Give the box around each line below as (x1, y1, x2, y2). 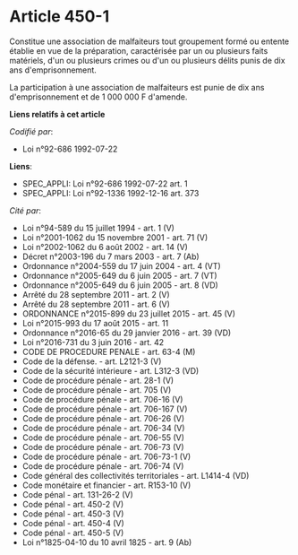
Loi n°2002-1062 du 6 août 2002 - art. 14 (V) (21, 241, 188, 252)
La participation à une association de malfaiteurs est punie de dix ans (9, 82, 265, 92)
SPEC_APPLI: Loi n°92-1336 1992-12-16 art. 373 (21, 187, 200, 198)
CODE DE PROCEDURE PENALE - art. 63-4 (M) (21, 346, 196, 357)
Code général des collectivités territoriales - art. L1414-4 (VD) (21, 470, 250, 481)
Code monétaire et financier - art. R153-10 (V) (21, 480, 192, 490)
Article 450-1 (9, 6, 110, 27)
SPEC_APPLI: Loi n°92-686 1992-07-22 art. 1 (21, 178, 188, 189)
